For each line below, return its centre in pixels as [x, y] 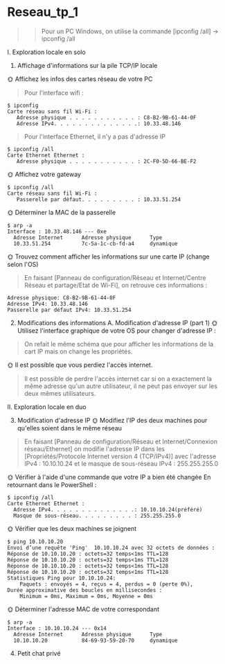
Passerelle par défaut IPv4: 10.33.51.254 [69, 310]
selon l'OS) [23, 264]
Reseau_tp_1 [43, 12]
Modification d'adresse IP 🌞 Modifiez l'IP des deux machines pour [112, 420]
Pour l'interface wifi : [54, 93]
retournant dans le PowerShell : [52, 484]
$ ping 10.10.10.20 [35, 541]
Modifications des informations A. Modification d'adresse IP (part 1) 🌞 [117, 322]
